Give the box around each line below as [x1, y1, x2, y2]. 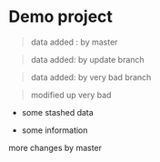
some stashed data [21, 106, 95, 117]
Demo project [8, 6, 113, 27]
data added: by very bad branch [30, 71, 152, 83]
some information [21, 125, 88, 136]
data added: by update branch [30, 54, 145, 65]
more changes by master [8, 142, 102, 153]
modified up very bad [30, 89, 112, 100]
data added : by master [30, 36, 118, 47]
